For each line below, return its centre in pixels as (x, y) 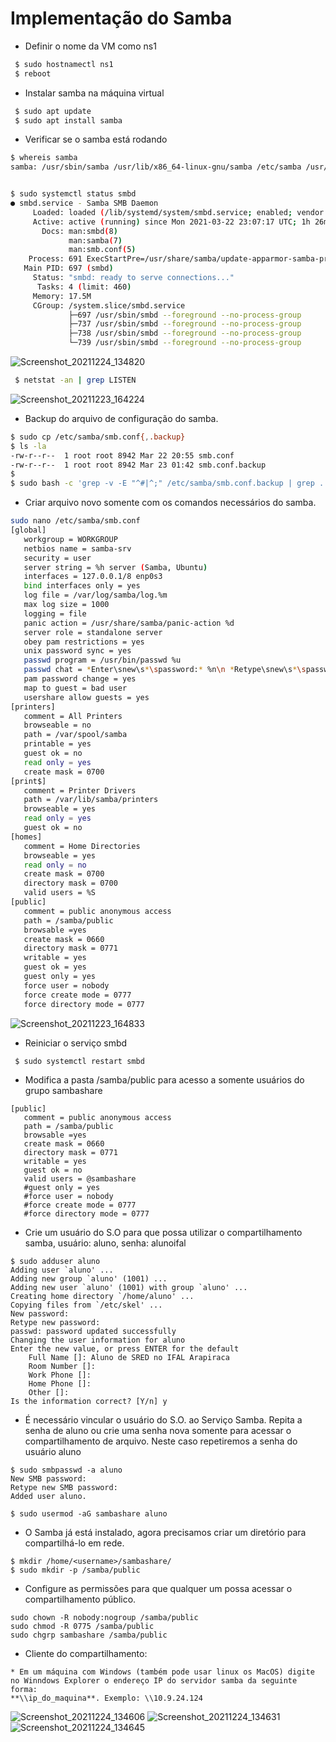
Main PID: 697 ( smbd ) (68, 268)
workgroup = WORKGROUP (70, 539)
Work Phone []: (60, 1375)
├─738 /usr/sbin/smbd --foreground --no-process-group (185, 333)
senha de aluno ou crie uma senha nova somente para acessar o (158, 1431)
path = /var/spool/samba (75, 735)
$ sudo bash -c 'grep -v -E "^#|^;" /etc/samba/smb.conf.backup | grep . (167, 483)
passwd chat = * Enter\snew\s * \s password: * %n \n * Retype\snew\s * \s (165, 670)
